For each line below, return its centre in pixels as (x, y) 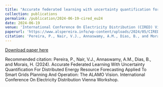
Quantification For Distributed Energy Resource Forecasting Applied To (76, 69)
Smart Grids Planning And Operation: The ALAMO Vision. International (75, 75)
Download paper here (27, 50)
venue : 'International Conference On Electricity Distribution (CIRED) (79, 27)
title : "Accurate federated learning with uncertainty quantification (78, 9)
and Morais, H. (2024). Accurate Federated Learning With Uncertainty (75, 64)
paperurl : (15, 32)
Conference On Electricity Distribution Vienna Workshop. (62, 79)
